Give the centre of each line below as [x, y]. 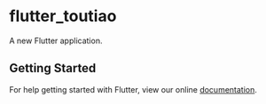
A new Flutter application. [56, 41]
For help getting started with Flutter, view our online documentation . [133, 89]
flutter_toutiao [63, 16]
